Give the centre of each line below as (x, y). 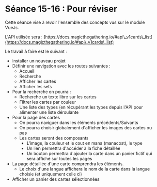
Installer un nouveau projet (39, 61)
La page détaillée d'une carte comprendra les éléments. (68, 164)
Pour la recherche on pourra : (41, 92)
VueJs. (12, 27)
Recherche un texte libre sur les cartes (58, 97)
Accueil (27, 71)
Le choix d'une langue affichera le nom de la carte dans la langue (85, 169)
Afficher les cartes (38, 81)
